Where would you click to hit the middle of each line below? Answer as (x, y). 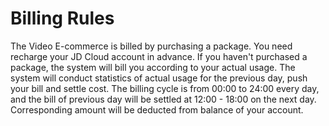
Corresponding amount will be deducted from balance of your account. (157, 109)
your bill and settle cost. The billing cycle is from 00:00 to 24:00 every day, (165, 88)
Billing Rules (62, 18)
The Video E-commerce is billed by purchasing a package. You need (151, 46)
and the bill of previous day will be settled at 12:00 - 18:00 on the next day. (163, 99)
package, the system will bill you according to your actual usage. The (153, 67)
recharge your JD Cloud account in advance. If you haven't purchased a (159, 56)
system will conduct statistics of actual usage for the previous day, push (159, 78)
